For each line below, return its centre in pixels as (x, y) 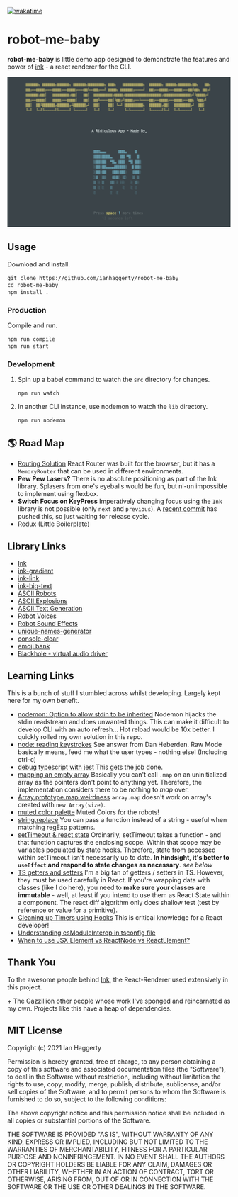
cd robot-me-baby (33, 285)
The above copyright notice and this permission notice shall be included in (116, 1113)
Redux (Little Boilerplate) (53, 524)
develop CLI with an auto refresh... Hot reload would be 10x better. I (116, 729)
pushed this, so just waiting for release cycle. (84, 517)
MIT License (35, 1031)
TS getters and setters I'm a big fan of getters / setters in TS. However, (121, 872)
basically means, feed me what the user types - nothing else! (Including (122, 752)
